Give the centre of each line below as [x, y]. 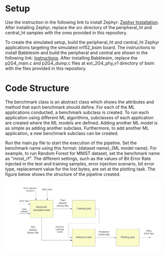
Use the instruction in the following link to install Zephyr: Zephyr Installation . [82, 22]
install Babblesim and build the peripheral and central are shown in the [76, 53]
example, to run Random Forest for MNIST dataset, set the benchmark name [82, 153]
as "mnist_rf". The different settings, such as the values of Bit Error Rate [78, 159]
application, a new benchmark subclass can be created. [62, 133]
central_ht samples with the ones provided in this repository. [66, 32]
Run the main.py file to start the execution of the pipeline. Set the [71, 143]
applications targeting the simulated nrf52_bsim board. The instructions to [80, 47]
